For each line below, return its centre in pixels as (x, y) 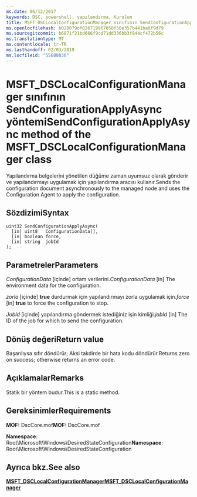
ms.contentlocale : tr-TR (36, 45)
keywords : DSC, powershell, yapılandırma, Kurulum (69, 17)
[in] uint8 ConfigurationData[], (55, 232)
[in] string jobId (35, 242)
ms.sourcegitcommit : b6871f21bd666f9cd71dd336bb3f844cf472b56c (85, 34)
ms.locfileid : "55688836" (38, 55)
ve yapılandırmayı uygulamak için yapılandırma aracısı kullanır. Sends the (93, 182)
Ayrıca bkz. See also (43, 467)
